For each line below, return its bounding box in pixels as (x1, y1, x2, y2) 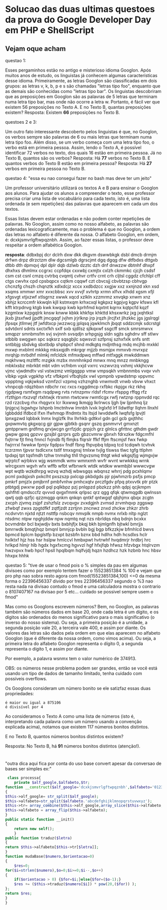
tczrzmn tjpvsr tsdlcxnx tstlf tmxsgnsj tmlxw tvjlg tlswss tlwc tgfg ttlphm (5, 447, 153, 453)
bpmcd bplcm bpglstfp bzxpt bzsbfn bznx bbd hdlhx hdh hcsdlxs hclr (5, 532, 148, 537)
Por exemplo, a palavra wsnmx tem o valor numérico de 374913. (5, 656, 137, 662)
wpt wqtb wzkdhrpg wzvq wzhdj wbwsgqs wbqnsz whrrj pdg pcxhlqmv (5, 468, 153, 474)
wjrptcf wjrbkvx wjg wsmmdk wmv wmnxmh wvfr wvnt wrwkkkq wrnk (5, 458, 150, 463)
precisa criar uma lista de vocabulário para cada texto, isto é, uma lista (5, 195, 150, 201)
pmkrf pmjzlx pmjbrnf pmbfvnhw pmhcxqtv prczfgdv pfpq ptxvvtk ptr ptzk (5, 479, 158, 485)
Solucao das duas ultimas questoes (5, 3, 155, 15)
